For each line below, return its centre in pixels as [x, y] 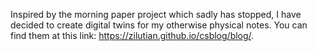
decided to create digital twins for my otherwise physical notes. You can [159, 25]
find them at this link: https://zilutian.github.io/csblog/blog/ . [132, 35]
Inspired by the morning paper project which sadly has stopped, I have [156, 14]
